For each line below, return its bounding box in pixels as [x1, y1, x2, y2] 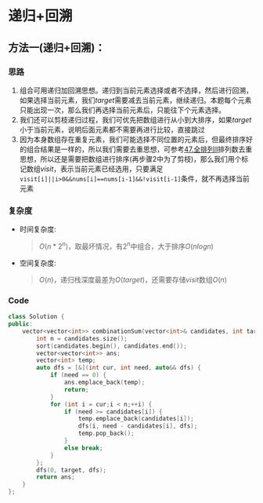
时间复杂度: [19, 224, 56, 234]
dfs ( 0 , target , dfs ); [36, 466, 107, 474]
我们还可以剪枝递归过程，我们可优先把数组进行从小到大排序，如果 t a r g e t [19, 115, 252, 124]
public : [8, 320, 34, 328]
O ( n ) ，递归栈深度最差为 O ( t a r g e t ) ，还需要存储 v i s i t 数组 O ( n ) [38, 275, 227, 284]
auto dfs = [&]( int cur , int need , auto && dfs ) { [36, 364, 201, 372]
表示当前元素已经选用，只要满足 [59, 164, 164, 173]
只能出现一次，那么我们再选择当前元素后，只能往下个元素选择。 [19, 105, 225, 115]
